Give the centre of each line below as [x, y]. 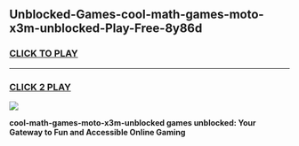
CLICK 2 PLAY [40, 87]
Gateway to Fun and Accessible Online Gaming [97, 132]
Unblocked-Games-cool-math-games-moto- [137, 15]
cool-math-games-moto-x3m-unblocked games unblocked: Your [133, 122]
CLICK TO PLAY [44, 54]
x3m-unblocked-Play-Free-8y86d [106, 29]
